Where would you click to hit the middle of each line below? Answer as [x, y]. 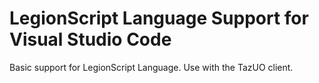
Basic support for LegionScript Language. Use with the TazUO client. [151, 67]
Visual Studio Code [90, 39]
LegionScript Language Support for [159, 18]
